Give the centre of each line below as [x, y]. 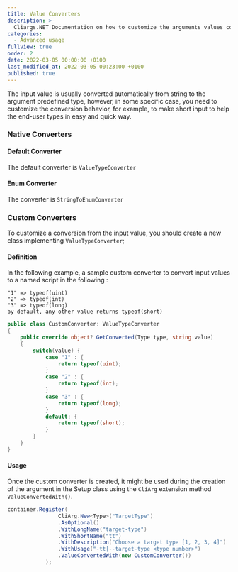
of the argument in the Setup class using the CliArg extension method [109, 489]
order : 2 [20, 54]
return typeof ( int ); [88, 384]
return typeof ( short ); [91, 423]
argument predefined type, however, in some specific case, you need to [112, 101]
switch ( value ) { [57, 351]
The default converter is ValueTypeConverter [72, 167]
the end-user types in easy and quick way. [70, 116]
